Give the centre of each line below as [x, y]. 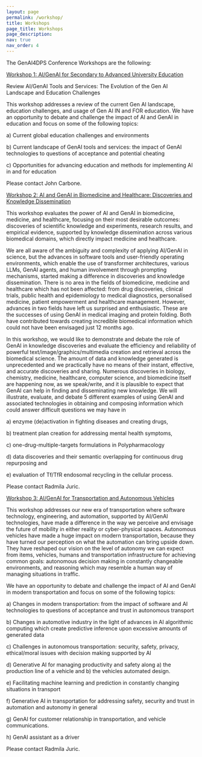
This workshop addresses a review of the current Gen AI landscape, [91, 104]
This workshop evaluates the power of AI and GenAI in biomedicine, [90, 213]
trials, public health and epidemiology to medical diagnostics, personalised [99, 295]
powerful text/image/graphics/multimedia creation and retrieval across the [99, 352]
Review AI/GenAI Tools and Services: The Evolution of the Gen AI [87, 86]
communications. [28, 725]
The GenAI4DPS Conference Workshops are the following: [79, 63]
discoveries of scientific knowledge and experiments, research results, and [99, 226]
